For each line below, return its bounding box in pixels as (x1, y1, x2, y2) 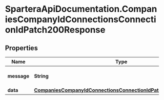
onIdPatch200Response (5, 25, 106, 35)
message (7, 73, 29, 79)
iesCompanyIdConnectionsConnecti (5, 14, 156, 25)
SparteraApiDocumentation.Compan (5, 3, 157, 15)
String (34, 73, 49, 79)
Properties (5, 44, 38, 52)
